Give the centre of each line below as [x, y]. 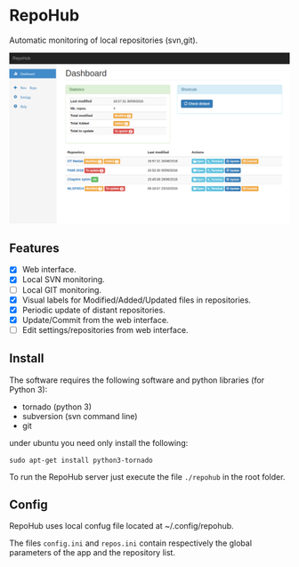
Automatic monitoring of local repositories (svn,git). [104, 40]
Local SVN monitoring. [63, 279]
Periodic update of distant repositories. [94, 310]
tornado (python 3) [57, 407]
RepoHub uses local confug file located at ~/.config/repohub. [121, 526]
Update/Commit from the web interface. [95, 320]
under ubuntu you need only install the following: [99, 442]
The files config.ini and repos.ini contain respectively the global [130, 543]
